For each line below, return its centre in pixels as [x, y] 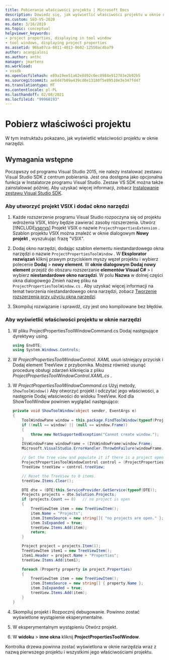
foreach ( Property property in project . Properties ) [77, 569]
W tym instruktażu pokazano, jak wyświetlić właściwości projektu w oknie [82, 138]
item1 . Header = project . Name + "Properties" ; [70, 555]
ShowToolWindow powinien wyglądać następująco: [66, 402]
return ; [39, 532]
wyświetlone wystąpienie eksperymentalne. [58, 617]
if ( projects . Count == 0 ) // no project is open [76, 499]
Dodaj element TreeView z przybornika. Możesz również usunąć [79, 365]
